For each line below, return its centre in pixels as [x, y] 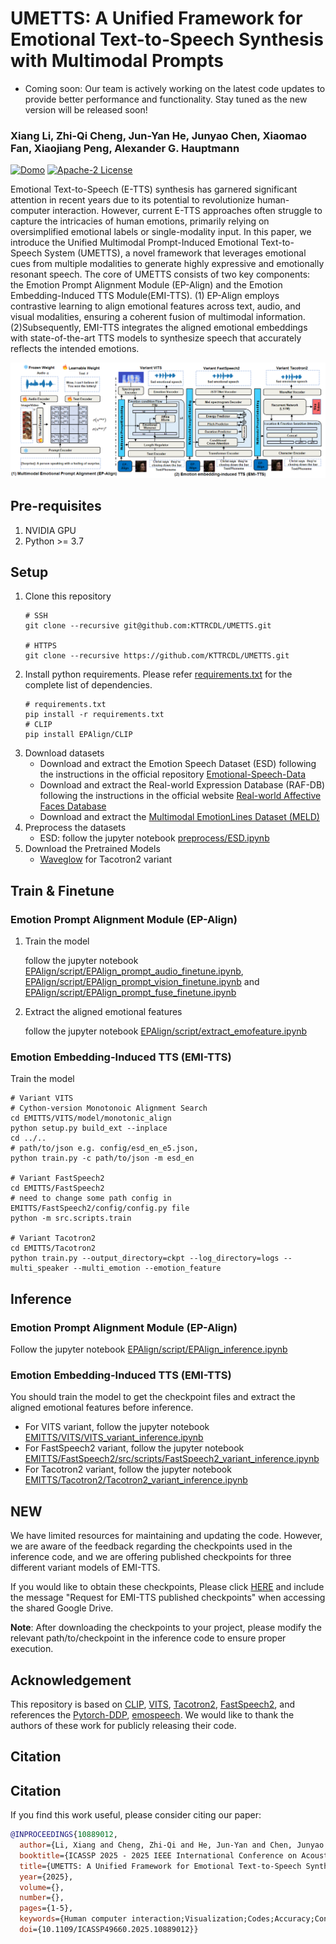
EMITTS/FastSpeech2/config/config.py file [100, 1208]
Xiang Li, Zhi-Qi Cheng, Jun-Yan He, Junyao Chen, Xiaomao [158, 135]
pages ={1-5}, [46, 1908]
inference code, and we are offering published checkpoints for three [151, 1557]
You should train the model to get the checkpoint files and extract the [153, 1397]
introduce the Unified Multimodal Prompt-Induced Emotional [134, 243]
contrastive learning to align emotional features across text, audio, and [156, 306]
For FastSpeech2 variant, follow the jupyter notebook [134, 1448]
